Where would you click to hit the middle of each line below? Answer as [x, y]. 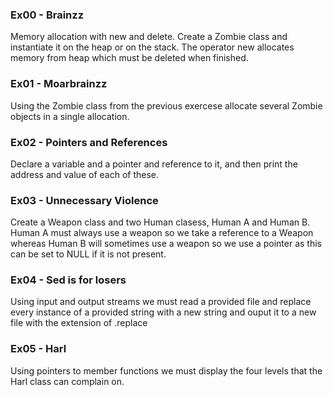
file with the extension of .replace [79, 323]
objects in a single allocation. [70, 116]
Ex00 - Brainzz [47, 15]
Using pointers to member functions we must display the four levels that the [166, 370]
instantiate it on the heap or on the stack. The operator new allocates [152, 47]
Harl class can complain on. [67, 381]
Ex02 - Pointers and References [89, 142]
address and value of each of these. [85, 174]
